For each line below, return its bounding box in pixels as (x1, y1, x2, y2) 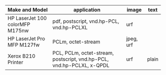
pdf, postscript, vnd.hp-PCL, (52, 18, 120, 24)
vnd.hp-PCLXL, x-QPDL (52, 62, 110, 69)
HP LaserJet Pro (7, 35, 45, 42)
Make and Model (7, 6, 48, 13)
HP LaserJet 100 (7, 15, 47, 21)
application (73, 6, 101, 13)
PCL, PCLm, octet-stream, (52, 50, 114, 56)
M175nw (7, 27, 29, 34)
